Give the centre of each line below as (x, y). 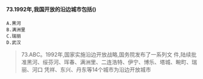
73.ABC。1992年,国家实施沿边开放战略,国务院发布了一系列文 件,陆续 (106, 55)
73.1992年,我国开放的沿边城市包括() (51, 9)
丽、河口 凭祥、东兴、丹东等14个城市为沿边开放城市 (86, 70)
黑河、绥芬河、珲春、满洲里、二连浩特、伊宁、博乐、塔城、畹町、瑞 (112, 62)
